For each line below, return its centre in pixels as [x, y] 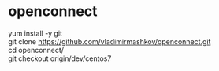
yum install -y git [35, 33]
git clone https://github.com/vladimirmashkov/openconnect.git [109, 41]
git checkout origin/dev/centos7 [60, 58]
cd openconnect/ [36, 50]
